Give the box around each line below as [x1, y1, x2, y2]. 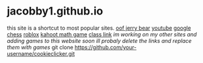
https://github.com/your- [74, 44, 137, 51]
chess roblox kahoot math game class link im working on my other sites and [7, 30, 197, 38]
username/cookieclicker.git [7, 50, 75, 57]
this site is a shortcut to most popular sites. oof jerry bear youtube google [7, 24, 191, 31]
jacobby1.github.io [7, 4, 103, 18]
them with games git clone [7, 44, 74, 51]
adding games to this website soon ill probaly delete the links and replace [7, 37, 192, 44]
